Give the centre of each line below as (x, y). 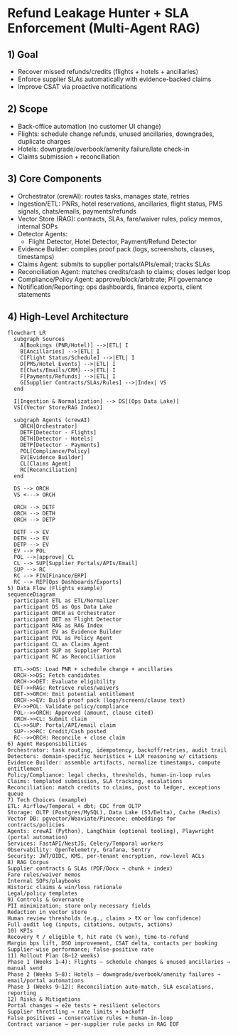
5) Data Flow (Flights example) (55, 589)
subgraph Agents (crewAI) (52, 420)
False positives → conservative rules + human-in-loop (90, 1018)
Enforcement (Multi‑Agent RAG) (104, 28)
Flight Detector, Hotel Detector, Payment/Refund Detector (112, 241)
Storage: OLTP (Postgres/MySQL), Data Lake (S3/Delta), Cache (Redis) (114, 813)
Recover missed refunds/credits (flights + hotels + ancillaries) (108, 72)
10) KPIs (20, 931)
